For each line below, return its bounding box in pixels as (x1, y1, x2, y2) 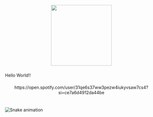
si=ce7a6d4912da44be (58, 89, 105, 95)
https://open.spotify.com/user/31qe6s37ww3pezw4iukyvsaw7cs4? (14, 84, 149, 90)
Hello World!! (5, 72, 31, 78)
